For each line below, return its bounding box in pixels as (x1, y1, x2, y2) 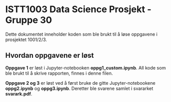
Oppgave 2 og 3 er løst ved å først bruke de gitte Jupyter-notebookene (5, 80, 156, 86)
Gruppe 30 (5, 14, 52, 26)
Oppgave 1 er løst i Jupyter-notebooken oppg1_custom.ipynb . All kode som (5, 64, 166, 71)
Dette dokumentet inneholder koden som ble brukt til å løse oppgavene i (5, 31, 158, 37)
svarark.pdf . (5, 90, 32, 97)
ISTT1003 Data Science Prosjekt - (5, 4, 152, 15)
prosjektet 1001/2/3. (5, 37, 47, 43)
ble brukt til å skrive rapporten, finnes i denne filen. (5, 70, 113, 76)
